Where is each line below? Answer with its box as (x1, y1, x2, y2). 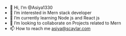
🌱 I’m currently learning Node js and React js (9, 15, 100, 20)
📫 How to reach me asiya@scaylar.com (9, 26, 91, 31)
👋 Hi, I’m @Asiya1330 (9, 5, 53, 10)
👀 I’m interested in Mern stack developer (9, 10, 92, 16)
